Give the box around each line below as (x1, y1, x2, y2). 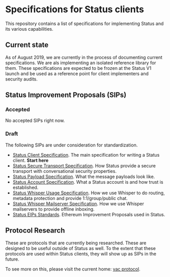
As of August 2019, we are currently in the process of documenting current (5, 54, 163, 60)
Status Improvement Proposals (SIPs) (5, 91, 127, 99)
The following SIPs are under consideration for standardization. (5, 142, 138, 148)
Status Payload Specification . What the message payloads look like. (12, 173, 155, 180)
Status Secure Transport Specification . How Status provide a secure (12, 162, 156, 169)
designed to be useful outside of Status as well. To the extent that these (5, 245, 156, 251)
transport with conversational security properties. (12, 168, 117, 174)
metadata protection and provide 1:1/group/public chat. (12, 195, 128, 201)
